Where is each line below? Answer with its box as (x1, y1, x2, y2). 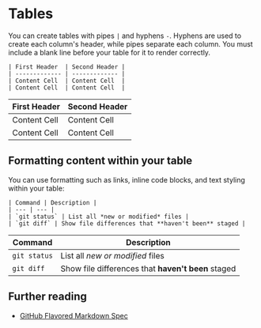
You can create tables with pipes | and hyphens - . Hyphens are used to (8, 31, 242, 40)
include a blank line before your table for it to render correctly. (8, 47, 211, 57)
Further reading (8, 290, 87, 303)
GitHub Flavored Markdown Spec (19, 311, 128, 320)
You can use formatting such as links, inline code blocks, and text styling (8, 175, 245, 184)
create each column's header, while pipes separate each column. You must (8, 39, 253, 48)
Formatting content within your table (8, 154, 193, 168)
